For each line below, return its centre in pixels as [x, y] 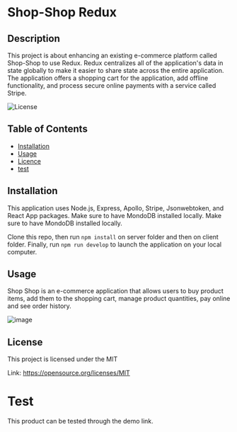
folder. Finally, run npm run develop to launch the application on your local [114, 244]
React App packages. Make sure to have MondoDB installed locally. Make [115, 215]
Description [34, 39]
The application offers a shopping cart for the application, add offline [108, 78]
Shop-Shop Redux [62, 12]
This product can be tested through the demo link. [80, 421]
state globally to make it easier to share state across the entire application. [116, 70]
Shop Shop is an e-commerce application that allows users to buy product [116, 291]
